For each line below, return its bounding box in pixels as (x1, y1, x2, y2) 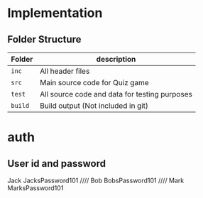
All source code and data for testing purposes (40, 89, 193, 99)
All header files (40, 66, 90, 76)
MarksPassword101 (7, 184, 64, 192)
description (96, 55, 136, 64)
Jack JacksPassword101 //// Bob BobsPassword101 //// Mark (7, 176, 185, 185)
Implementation (7, 5, 103, 21)
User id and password (7, 158, 106, 170)
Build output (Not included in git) (40, 101, 149, 111)
